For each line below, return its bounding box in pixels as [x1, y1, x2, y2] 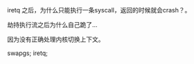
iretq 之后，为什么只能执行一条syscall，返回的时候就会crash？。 [7, 6, 191, 14]
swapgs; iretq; [7, 49, 48, 57]
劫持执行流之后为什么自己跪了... [7, 21, 98, 29]
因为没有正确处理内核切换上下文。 [7, 35, 105, 43]
